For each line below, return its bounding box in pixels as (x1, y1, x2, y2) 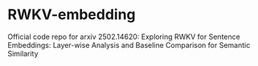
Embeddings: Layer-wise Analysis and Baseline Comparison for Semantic (7, 40, 251, 49)
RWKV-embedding (7, 6, 136, 24)
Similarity (7, 49, 39, 58)
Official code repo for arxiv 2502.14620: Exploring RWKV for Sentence (7, 32, 240, 41)
